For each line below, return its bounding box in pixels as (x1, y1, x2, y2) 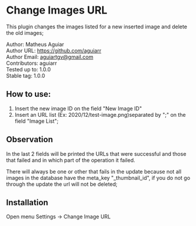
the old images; (6, 29, 44, 36)
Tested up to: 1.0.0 (6, 65, 51, 73)
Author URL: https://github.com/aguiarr (6, 47, 102, 54)
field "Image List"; (14, 117, 59, 125)
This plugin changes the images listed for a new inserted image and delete (6, 23, 188, 30)
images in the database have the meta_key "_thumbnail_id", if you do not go (6, 174, 191, 181)
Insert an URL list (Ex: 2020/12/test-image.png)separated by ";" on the (14, 111, 186, 118)
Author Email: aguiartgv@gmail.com (6, 53, 93, 60)
